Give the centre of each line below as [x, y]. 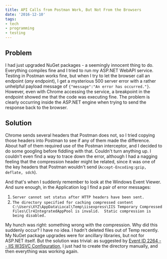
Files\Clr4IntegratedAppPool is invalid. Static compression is [82, 211]
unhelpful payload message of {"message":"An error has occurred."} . [78, 86]
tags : [11, 19]
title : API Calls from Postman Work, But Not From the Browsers [73, 10]
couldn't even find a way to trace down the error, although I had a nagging [82, 156]
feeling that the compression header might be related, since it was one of [80, 161]
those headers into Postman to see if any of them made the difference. [78, 140]
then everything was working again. [42, 251]
